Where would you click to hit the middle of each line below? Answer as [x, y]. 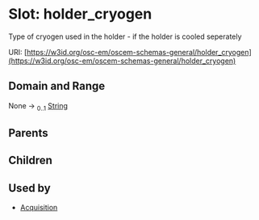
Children [30, 161]
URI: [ [18, 52]
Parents [28, 133]
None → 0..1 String [38, 106]
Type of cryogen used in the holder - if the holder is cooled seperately [125, 36]
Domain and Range [57, 86]
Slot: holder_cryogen [80, 14]
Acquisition [39, 208]
